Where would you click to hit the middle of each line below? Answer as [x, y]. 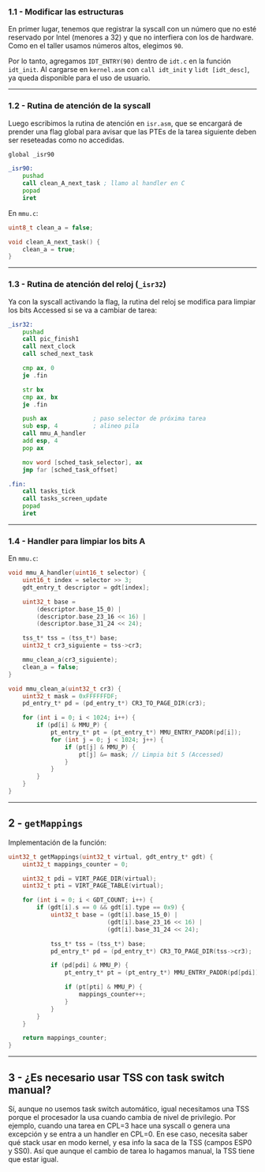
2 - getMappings [46, 824]
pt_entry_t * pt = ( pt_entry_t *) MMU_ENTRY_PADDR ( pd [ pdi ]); [163, 973]
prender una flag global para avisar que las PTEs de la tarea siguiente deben [132, 131]
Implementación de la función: [58, 842]
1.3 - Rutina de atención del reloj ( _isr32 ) [88, 285]
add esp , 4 [40, 441]
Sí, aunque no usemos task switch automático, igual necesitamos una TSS [129, 1109]
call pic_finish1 [51, 339]
